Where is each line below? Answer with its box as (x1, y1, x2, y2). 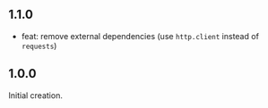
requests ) (21, 40, 57, 51)
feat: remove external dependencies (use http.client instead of (21, 30, 259, 41)
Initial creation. (8, 89, 64, 101)
